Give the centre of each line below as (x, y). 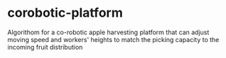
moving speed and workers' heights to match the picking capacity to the (113, 39)
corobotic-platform (65, 13)
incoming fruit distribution (45, 47)
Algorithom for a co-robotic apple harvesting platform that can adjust (108, 32)
